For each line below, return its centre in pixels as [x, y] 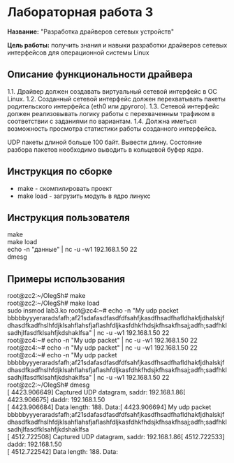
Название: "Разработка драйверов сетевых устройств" [91, 31]
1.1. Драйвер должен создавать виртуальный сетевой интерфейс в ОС [112, 91]
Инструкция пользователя [69, 218]
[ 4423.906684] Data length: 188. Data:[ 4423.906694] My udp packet [109, 407]
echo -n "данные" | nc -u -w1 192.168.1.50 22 [72, 250]
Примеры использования [66, 279]
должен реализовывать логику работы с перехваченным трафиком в [111, 113]
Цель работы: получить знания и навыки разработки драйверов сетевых [117, 45]
